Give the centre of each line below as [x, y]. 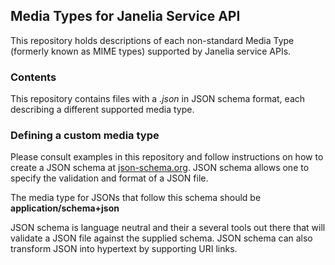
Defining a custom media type [85, 136]
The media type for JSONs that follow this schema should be [136, 198]
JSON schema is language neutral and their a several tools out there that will [168, 228]
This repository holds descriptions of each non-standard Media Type [152, 40]
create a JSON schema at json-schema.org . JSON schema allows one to [160, 168]
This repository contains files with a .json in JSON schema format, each [158, 99]
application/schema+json [65, 208]
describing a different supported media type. [102, 110]
